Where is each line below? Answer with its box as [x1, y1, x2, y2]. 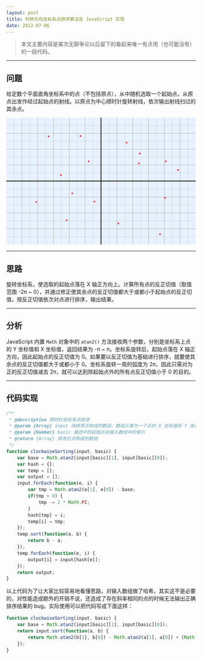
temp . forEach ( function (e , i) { [17, 550, 96, 556]
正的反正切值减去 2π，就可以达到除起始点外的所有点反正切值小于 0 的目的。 [6, 368, 194, 375]
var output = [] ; [17, 474, 61, 480]
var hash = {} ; [17, 461, 55, 467]
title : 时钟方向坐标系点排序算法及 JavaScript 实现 [6, 16, 125, 22]
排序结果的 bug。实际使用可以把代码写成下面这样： [6, 602, 133, 610]
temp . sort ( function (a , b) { [17, 531, 87, 537]
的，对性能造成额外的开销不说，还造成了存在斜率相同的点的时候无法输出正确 [6, 595, 196, 602]
